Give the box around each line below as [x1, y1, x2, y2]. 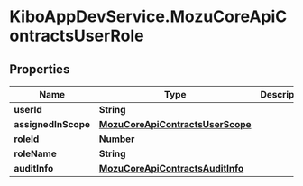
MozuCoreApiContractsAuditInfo [98, 163, 244, 174]
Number [98, 133, 135, 145]
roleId [14, 133, 40, 145]
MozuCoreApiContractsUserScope [98, 118, 252, 130]
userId [14, 104, 42, 116]
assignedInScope [14, 118, 91, 130]
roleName [14, 147, 57, 160]
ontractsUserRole [9, 25, 144, 46]
